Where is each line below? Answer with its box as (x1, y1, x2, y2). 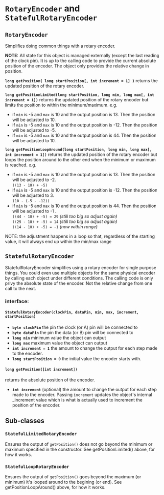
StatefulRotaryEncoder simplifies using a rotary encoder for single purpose (5, 264, 157, 271)
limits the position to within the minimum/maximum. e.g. (5, 102, 117, 108)
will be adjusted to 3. (12, 192, 54, 198)
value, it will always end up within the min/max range (5, 239, 112, 244)
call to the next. (5, 285, 37, 291)
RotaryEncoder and (5, 3, 80, 14)
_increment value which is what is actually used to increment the (12, 397, 143, 403)
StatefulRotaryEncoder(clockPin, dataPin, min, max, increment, (5, 310, 139, 315)
